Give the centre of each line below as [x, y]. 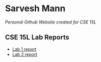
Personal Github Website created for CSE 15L [51, 22]
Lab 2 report [25, 54]
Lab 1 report [24, 49]
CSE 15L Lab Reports [37, 37]
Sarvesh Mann [35, 9]
